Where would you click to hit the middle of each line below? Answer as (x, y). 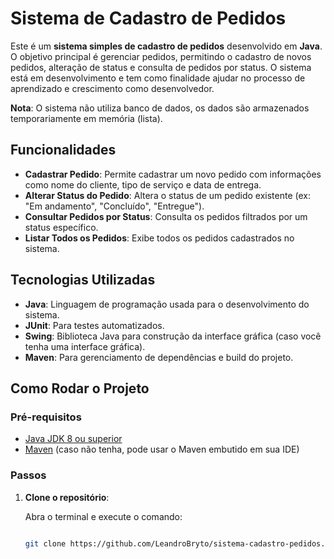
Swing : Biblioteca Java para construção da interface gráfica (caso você (173, 336)
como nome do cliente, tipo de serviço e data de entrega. (143, 184)
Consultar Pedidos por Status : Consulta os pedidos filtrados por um (166, 216)
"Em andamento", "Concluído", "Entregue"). (114, 206)
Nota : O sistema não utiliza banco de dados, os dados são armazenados (160, 108)
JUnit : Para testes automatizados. (94, 325)
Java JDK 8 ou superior (73, 439)
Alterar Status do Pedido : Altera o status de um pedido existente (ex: (168, 195)
